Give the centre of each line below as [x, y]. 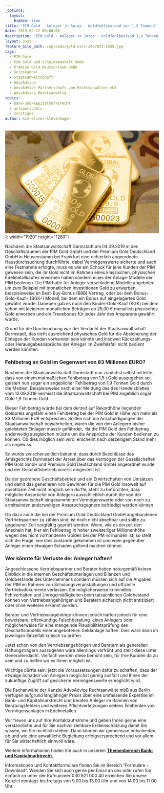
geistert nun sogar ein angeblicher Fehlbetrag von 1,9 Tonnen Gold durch [79, 383]
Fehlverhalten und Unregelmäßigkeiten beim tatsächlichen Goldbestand [77, 595]
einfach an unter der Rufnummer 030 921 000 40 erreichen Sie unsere [76, 776]
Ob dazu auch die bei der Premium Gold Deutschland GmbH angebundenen [81, 514]
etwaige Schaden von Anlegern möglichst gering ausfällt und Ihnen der [77, 676]
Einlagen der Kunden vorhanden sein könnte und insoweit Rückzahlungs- [79, 339]
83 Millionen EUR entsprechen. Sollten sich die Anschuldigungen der [74, 418]
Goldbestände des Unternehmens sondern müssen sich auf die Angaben [78, 579]
